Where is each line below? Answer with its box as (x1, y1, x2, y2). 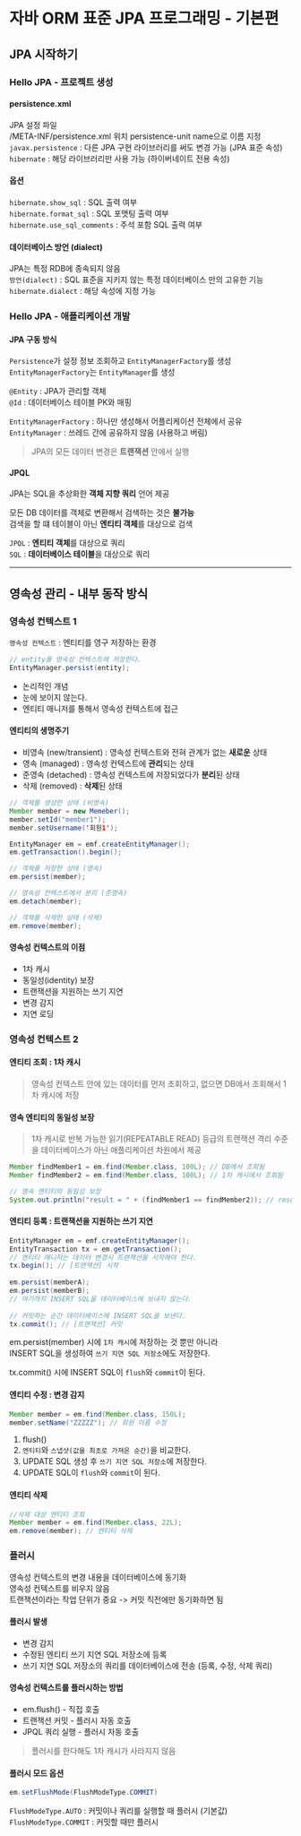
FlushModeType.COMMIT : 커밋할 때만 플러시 (9, 1816, 159, 1827)
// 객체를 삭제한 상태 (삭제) (9, 913, 103, 922)
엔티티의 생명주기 (9, 725, 70, 736)
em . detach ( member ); (9, 897, 82, 906)
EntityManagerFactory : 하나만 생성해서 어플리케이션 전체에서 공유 (9, 416, 243, 427)
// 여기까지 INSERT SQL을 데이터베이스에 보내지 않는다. (9, 1294, 193, 1304)
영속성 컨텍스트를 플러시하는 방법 (9, 1682, 124, 1694)
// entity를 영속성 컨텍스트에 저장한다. (9, 655, 142, 664)
